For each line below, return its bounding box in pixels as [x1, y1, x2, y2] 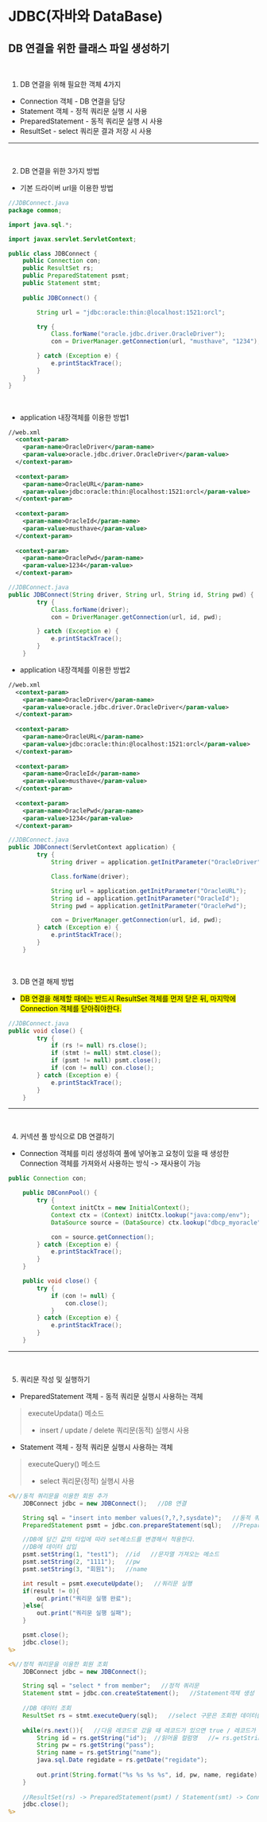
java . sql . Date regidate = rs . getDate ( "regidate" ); [37, 1756, 208, 1765]
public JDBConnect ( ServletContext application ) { [8, 844, 176, 852]
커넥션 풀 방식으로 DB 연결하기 [19, 1132, 115, 1142]
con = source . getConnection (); [50, 1232, 155, 1241]
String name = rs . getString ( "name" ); [37, 1749, 161, 1757]
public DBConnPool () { [22, 1189, 98, 1197]
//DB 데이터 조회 [22, 1704, 72, 1712]
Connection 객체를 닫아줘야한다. [19, 1003, 122, 1013]
